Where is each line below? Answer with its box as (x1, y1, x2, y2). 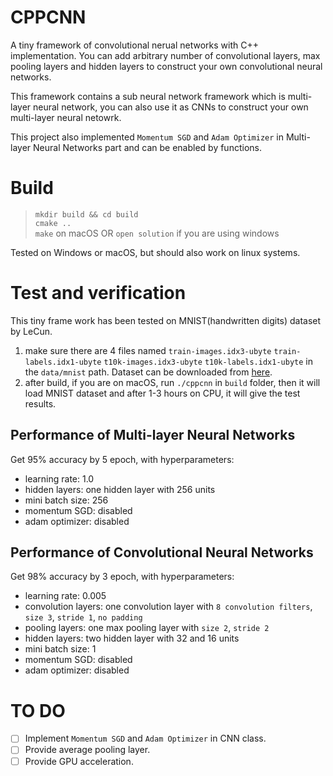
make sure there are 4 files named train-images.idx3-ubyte (24, 344, 272, 356)
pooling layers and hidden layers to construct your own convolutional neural (10, 60, 323, 72)
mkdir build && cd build (34, 209, 139, 220)
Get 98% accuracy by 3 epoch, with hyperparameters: (10, 571, 235, 583)
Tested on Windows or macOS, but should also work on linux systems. (10, 246, 301, 258)
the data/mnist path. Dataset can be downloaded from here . (24, 366, 273, 378)
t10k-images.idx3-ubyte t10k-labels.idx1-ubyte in (103, 355, 313, 367)
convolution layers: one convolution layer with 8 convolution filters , (24, 601, 313, 613)
